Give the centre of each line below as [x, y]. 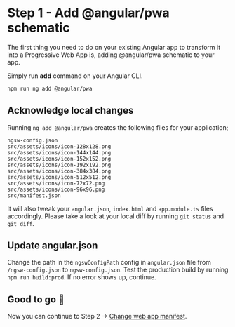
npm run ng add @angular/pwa [50, 88]
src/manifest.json [34, 195]
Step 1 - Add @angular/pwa [88, 13]
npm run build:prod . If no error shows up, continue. [82, 277]
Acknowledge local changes [70, 111]
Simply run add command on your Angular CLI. [75, 76]
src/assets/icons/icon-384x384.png [59, 171]
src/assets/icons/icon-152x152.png [59, 159]
